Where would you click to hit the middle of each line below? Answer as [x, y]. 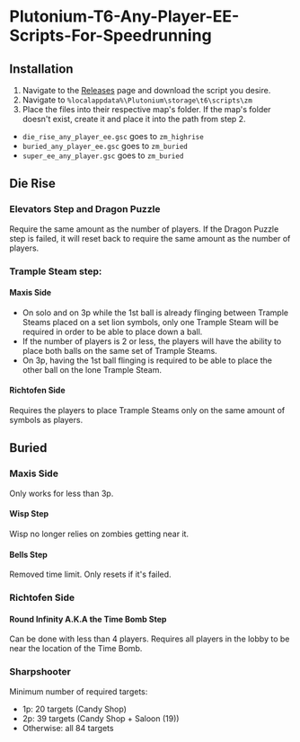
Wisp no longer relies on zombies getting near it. [99, 534]
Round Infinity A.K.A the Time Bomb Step [88, 619]
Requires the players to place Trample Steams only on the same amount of [147, 411]
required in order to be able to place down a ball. [112, 331]
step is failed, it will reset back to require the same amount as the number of [150, 238]
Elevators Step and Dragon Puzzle [85, 209]
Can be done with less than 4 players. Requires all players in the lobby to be [150, 639]
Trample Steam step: [56, 271]
